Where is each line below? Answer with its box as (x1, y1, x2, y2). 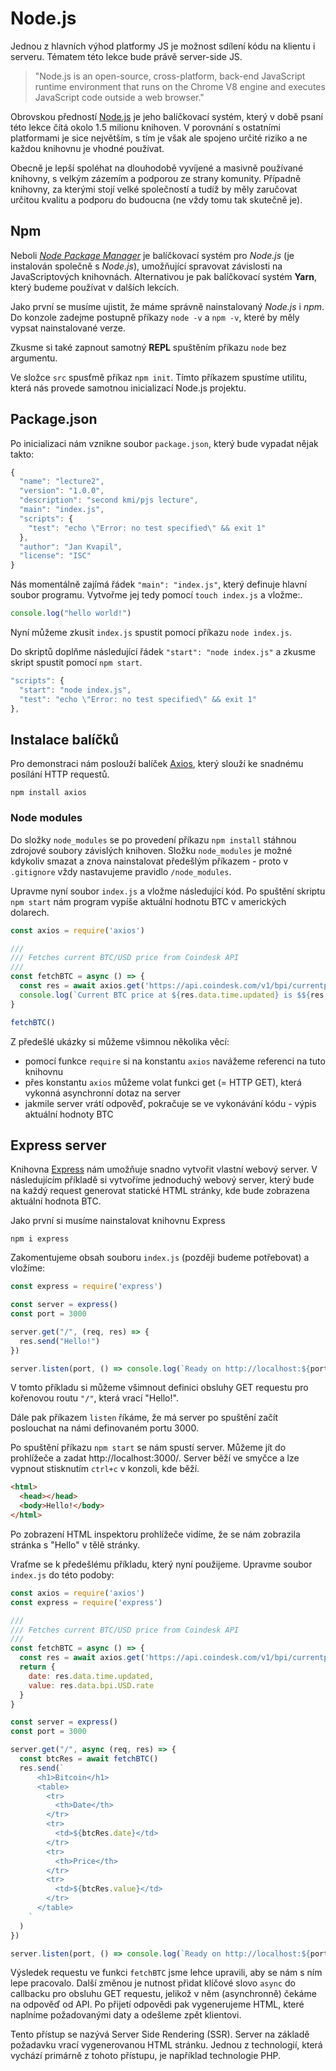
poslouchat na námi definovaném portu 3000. (10, 1422, 199, 1434)
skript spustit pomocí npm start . (10, 657, 143, 669)
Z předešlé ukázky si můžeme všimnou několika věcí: (10, 1035, 230, 1047)
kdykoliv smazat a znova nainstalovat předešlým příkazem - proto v (10, 855, 289, 867)
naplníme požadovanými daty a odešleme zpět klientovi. (10, 2009, 242, 2021)
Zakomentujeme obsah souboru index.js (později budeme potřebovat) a (10, 1252, 310, 1264)
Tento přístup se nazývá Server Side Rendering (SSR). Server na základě (10, 2028, 310, 2041)
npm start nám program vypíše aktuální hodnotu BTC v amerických (10, 895, 287, 907)
